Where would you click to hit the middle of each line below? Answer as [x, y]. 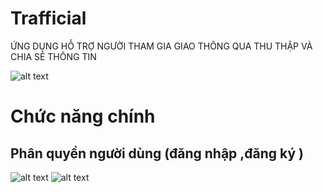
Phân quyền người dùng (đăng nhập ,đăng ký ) [157, 153]
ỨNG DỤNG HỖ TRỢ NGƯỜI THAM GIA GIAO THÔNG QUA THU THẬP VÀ [161, 46]
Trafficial [48, 18]
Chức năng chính [83, 116]
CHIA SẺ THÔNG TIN [53, 56]
